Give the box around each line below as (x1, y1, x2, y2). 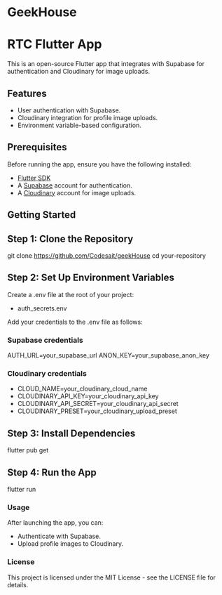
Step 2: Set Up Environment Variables (7, 272, 175, 284)
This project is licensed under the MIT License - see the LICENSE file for (7, 573, 216, 582)
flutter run (7, 485, 36, 493)
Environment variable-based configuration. (17, 121, 141, 129)
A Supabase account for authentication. (17, 181, 133, 190)
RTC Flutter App (7, 37, 102, 53)
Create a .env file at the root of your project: (7, 290, 134, 299)
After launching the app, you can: (7, 518, 104, 527)
